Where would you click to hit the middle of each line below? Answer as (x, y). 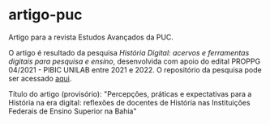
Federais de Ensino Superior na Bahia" (73, 111)
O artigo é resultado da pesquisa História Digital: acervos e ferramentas (129, 52)
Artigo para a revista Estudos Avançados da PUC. (91, 37)
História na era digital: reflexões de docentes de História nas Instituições (129, 102)
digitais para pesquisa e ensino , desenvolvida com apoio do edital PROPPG (135, 61)
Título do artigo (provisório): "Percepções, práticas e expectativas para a (130, 93)
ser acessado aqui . (40, 78)
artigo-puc (45, 15)
